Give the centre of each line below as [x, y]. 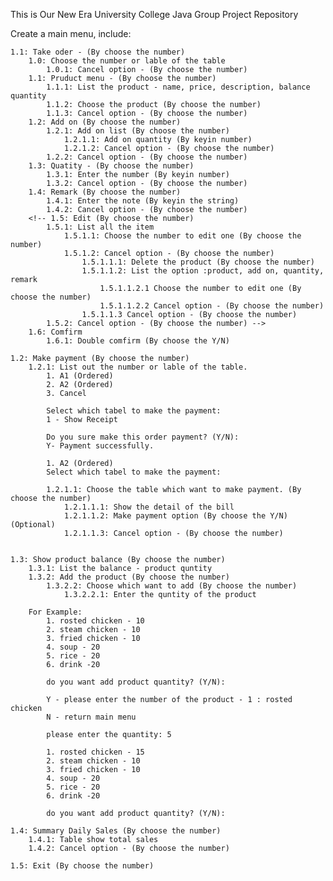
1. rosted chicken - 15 [95, 752]
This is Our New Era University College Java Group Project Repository [154, 14]
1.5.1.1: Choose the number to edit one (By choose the [182, 236]
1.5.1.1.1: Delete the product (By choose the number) [198, 262]
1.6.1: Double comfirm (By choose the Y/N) [138, 341]
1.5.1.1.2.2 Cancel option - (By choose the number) [212, 306]
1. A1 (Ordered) [80, 376]
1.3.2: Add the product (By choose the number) [129, 577]
